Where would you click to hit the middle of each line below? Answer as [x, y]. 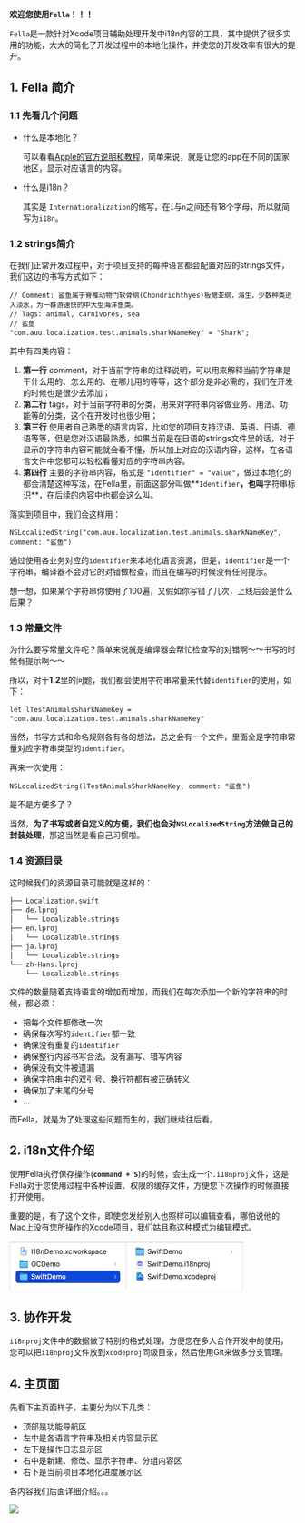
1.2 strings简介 [42, 243]
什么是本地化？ [50, 137]
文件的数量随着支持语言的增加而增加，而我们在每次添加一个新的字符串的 [144, 991]
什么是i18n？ [46, 187]
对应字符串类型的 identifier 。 [73, 748]
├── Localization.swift [54, 901]
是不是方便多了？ [41, 805]
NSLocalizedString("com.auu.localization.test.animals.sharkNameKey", [146, 532]
